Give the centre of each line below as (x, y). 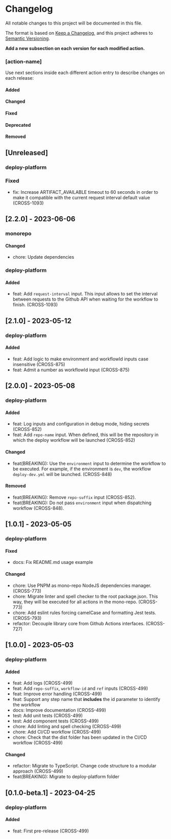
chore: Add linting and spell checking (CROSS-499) (67, 727)
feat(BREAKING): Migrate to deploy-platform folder (66, 777)
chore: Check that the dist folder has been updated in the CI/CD (80, 737)
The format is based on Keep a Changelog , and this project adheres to (79, 33)
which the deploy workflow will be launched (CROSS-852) (74, 440)
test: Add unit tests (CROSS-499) (48, 716)
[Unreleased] (27, 153)
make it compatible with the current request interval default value (81, 197)
